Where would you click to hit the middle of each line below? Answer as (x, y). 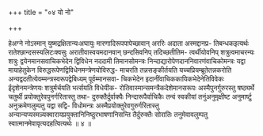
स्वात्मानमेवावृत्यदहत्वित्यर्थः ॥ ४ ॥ (50, 123)
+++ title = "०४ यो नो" (41, 12)
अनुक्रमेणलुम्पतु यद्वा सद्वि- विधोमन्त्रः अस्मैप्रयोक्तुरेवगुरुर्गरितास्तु (84, 106)
